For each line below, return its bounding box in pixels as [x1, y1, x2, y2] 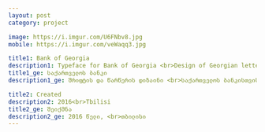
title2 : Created [8, 90, 62, 98]
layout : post [8, 11, 51, 20]
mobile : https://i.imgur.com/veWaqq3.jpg [8, 40, 147, 48]
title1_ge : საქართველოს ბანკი [8, 69, 108, 77]
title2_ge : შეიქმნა [8, 105, 73, 113]
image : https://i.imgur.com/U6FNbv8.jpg [8, 33, 144, 41]
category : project [8, 19, 69, 27]
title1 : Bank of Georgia [8, 54, 90, 63]
